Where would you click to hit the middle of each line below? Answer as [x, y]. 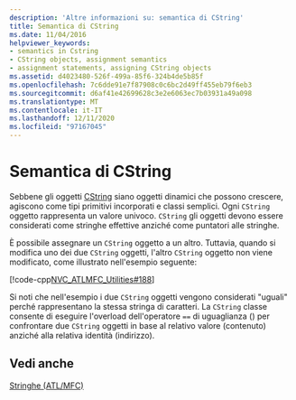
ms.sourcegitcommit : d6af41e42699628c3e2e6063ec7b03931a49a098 [131, 93]
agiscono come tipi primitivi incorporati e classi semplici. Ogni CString [140, 206]
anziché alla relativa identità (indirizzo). [82, 335]
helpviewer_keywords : [50, 43]
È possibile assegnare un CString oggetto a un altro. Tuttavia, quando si [143, 242]
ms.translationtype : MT [54, 102]
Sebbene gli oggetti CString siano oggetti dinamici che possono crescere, [147, 196]
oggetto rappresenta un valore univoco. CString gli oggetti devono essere [147, 215]
